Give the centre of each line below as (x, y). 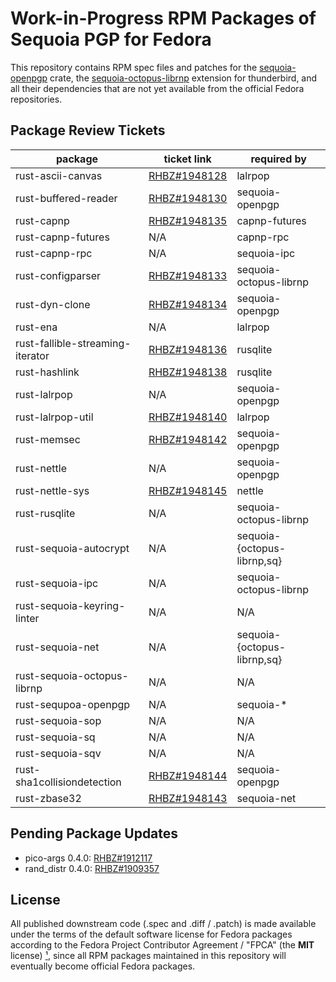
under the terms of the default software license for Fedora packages (151, 934)
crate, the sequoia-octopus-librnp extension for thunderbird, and (183, 78)
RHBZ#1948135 (188, 220)
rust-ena (36, 327)
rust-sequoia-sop (58, 720)
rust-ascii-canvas (59, 175)
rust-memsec (48, 439)
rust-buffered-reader (66, 198)
